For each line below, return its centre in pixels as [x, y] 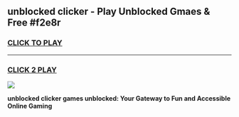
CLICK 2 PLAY [32, 69]
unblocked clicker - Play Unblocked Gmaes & [109, 12]
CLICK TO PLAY [35, 43]
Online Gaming [30, 106]
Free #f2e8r [34, 23]
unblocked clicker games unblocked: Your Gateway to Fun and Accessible [119, 98]
